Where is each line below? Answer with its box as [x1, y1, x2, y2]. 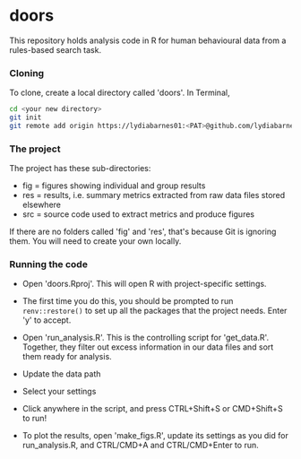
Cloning [9, 66, 45, 79]
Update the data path [21, 368, 101, 379]
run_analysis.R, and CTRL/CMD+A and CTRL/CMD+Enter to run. [21, 440, 259, 451]
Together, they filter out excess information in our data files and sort [21, 342, 274, 352]
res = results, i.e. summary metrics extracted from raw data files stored [21, 190, 286, 201]
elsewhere [21, 199, 61, 211]
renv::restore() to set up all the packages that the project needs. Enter [21, 306, 288, 316]
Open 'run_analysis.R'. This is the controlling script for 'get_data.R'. [21, 333, 270, 343]
